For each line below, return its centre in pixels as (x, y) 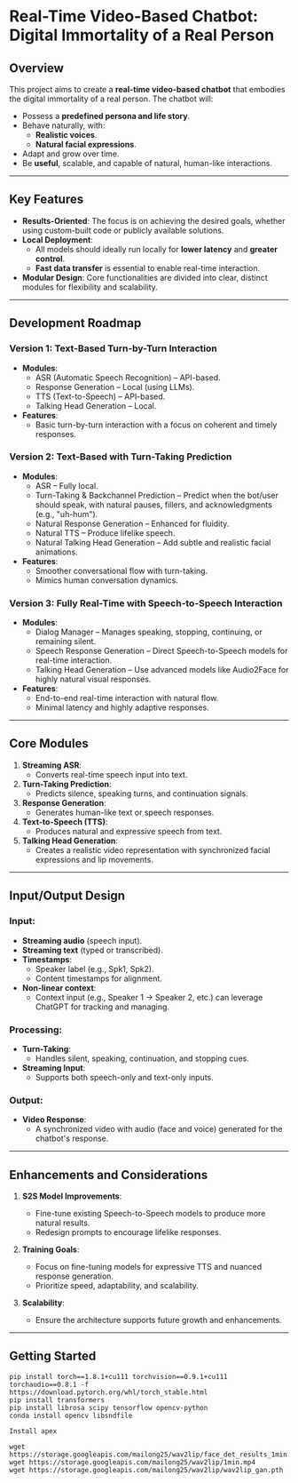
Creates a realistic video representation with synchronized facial (153, 849)
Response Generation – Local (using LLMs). (115, 387)
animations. (56, 552)
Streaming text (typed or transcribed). (93, 950)
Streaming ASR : (52, 765)
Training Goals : (51, 1249)
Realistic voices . (66, 135)
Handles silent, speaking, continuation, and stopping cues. (142, 1058)
